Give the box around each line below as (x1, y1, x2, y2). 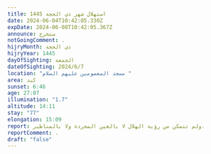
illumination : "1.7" (7, 97, 69, 104)
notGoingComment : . (7, 37, 65, 44)
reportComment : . (7, 129, 59, 136)
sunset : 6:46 (7, 83, 46, 90)
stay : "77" (7, 109, 40, 116)
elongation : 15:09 (7, 116, 62, 123)
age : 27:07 (7, 89, 40, 97)
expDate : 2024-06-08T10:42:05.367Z (7, 23, 113, 31)
